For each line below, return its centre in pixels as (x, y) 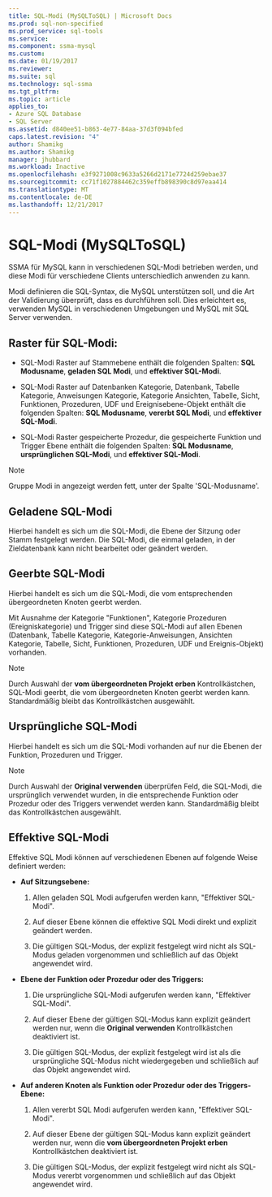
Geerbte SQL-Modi (57, 574)
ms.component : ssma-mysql (52, 46)
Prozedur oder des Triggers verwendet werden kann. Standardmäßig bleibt (134, 803)
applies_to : (28, 106)
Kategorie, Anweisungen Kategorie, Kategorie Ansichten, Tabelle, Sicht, (140, 395)
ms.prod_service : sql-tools (56, 31)
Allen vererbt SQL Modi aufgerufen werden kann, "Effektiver (133, 1109)
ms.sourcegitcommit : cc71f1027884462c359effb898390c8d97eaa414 (118, 182)
